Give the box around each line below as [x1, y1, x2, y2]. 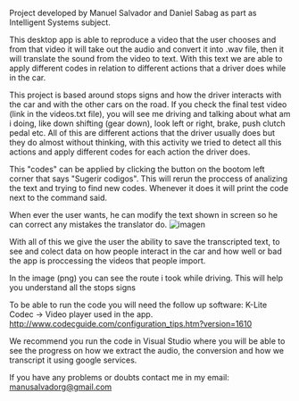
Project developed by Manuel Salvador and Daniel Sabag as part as [9, 8, 257, 18]
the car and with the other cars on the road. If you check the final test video [9, 99, 287, 110]
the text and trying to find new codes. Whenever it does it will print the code [9, 183, 289, 193]
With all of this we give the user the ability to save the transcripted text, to [9, 237, 280, 246]
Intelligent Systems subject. [9, 17, 112, 28]
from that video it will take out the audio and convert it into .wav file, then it [9, 44, 284, 54]
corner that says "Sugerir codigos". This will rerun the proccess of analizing [9, 173, 288, 184]
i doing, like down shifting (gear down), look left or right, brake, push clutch [9, 118, 286, 129]
